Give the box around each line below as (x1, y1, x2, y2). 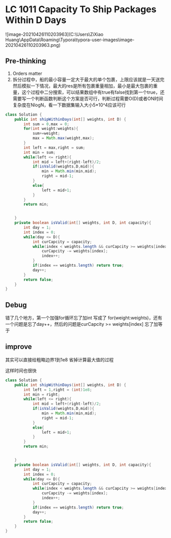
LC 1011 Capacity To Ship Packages (5, 4, 157, 15)
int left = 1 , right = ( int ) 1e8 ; (23, 387, 93, 392)
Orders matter (12, 70, 42, 76)
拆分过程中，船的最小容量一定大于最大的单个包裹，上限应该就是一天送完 (12, 76, 164, 82)
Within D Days (5, 14, 67, 26)
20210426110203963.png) (5, 42, 61, 48)
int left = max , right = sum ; (23, 145, 85, 150)
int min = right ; (23, 392, 60, 397)
